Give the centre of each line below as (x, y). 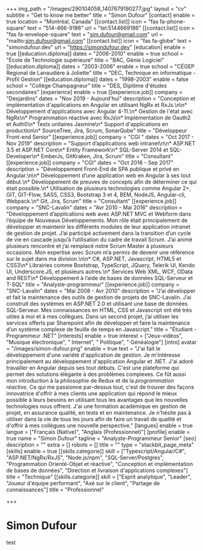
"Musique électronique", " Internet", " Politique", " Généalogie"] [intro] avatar (101, 342)
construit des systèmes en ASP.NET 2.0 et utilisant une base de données (97, 304)
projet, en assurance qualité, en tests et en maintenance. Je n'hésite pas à (99, 412)
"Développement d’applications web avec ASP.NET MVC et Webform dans (99, 214)
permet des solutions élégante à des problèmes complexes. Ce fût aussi (96, 374)
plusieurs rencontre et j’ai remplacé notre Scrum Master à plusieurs (90, 246)
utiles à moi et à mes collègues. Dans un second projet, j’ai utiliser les (92, 317)
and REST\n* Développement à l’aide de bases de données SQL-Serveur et (100, 278)
